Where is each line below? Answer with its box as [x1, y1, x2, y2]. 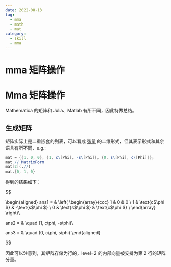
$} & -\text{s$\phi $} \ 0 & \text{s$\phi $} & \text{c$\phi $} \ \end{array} [5, 205, 156, 211]
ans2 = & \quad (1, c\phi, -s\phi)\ [5, 220, 74, 226]
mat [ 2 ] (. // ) [5, 164, 31, 169]
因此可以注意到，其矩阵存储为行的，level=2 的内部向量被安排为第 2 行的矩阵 [5, 250, 166, 256]
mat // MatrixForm [5, 159, 44, 165]
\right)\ [5, 210, 20, 216]
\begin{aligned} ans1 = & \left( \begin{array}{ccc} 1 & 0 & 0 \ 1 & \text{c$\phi [5, 199, 165, 205]
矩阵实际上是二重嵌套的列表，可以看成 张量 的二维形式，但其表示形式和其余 [5, 138, 164, 144]
